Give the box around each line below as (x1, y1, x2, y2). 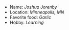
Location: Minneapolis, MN (9, 9, 65, 15)
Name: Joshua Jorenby (9, 4, 57, 10)
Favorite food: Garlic (9, 15, 51, 20)
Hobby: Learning (9, 19, 44, 25)
